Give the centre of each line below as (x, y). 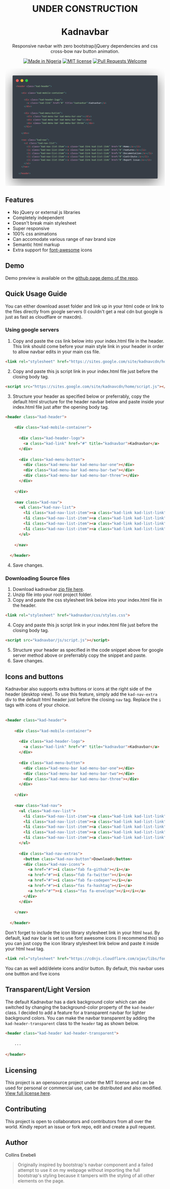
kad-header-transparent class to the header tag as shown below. (72, 1023)
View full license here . (28, 1093)
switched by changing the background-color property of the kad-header (80, 1007)
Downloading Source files (37, 578)
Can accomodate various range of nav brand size (64, 239)
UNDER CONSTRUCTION (85, 9)
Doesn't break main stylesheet (45, 223)
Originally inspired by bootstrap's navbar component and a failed (85, 1165)
